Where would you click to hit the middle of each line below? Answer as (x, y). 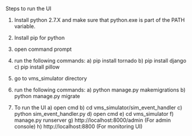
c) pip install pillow (37, 67)
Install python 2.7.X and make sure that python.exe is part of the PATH (99, 20)
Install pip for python (39, 38)
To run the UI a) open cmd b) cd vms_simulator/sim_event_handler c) (98, 108)
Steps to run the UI (28, 9)
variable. (25, 26)
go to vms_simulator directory (50, 78)
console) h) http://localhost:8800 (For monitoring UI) (78, 126)
